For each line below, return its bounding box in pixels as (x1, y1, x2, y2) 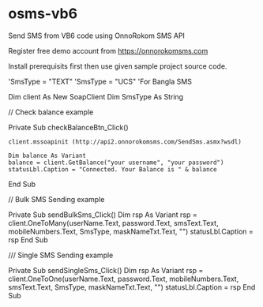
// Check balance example (8, 107, 94, 117)
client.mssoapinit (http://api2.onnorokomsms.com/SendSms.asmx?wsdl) (8, 137, 242, 146)
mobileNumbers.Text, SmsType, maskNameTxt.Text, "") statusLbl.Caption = (8, 227, 254, 236)
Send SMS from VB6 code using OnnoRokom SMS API (8, 31, 186, 40)
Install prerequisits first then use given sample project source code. (8, 61, 227, 71)
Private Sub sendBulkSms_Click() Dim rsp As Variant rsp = (8, 210, 197, 219)
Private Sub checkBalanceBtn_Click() (8, 122, 129, 132)
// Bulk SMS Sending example (8, 194, 105, 204)
